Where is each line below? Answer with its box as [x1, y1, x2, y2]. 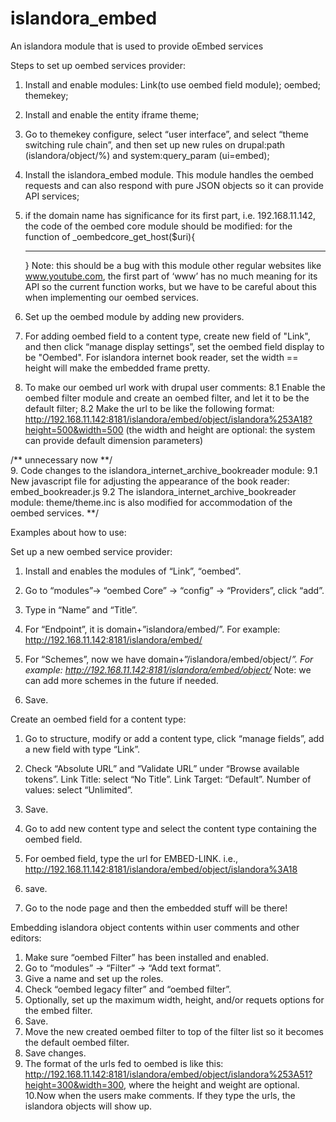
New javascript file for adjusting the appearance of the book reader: [10, 475, 290, 487]
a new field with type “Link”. [24, 743, 141, 755]
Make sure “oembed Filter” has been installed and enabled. [24, 951, 269, 963]
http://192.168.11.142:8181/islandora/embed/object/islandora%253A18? [24, 413, 313, 425]
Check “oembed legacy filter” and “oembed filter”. [24, 983, 232, 995]
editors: [10, 932, 42, 944]
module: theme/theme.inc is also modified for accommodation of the [10, 496, 293, 508]
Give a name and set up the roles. [24, 972, 164, 984]
